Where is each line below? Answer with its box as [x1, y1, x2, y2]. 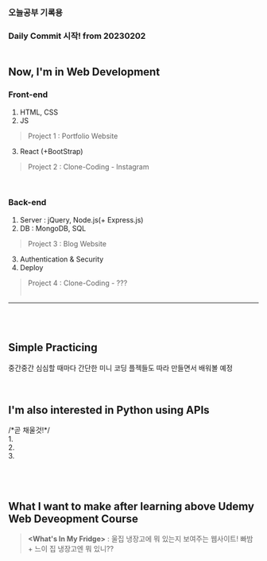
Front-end [8, 89, 48, 100]
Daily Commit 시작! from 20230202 [8, 30, 146, 41]
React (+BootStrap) [19, 146, 83, 156]
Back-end [8, 197, 47, 208]
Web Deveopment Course [8, 512, 139, 525]
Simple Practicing [8, 341, 98, 354]
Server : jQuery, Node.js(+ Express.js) [19, 215, 144, 224]
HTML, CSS [19, 107, 58, 117]
